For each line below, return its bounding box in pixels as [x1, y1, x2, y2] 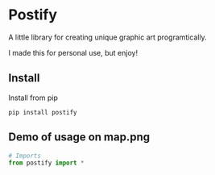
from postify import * [8, 159, 85, 167]
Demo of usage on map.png [8, 131, 151, 144]
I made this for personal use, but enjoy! [8, 48, 139, 57]
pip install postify [8, 108, 78, 116]
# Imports [8, 152, 42, 160]
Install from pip [8, 93, 58, 102]
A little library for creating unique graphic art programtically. [8, 32, 207, 42]
